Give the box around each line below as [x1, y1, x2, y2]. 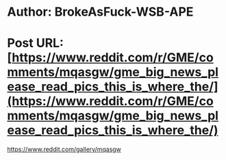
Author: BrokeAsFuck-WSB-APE [7, 4, 194, 20]
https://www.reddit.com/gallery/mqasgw [7, 145, 122, 154]
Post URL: [7, 36, 64, 51]
